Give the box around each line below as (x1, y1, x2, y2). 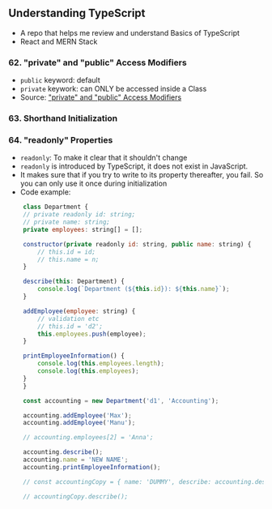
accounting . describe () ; (23, 448, 104, 456)
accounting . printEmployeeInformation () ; (23, 463, 161, 471)
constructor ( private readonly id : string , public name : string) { (23, 240, 252, 248)
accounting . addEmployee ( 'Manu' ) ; (23, 419, 136, 427)
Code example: (19, 187, 71, 197)
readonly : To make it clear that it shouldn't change (19, 153, 188, 163)
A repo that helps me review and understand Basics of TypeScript (19, 28, 240, 37)
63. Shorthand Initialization (8, 113, 118, 124)
